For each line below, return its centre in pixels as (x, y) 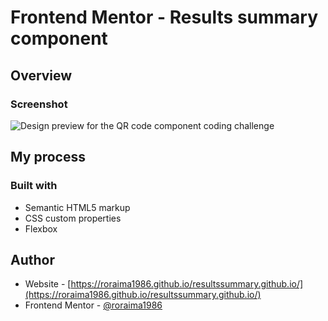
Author (32, 259)
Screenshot (39, 104)
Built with (34, 186)
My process (48, 157)
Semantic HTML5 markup (77, 207)
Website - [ (48, 284)
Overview (41, 75)
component (59, 38)
